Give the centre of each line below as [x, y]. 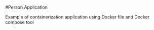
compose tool [20, 22]
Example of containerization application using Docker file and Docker [78, 17]
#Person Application [27, 7]
